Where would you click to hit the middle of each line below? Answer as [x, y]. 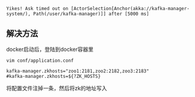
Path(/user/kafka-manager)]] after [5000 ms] [91, 14]
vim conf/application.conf [40, 60]
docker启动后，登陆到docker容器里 [50, 49]
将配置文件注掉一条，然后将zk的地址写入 [57, 88]
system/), [19, 14]
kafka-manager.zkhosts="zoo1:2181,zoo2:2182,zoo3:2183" [78, 71]
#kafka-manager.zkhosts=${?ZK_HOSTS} [54, 76]
